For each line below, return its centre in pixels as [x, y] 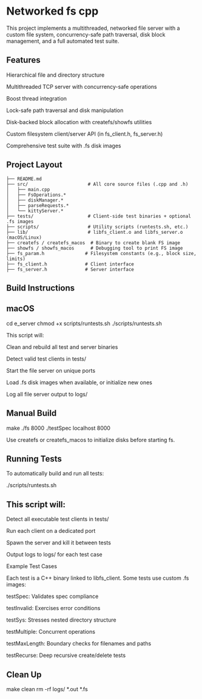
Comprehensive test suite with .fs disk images [64, 146]
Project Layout [34, 165]
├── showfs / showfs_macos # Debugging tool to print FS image [95, 248]
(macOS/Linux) [24, 237]
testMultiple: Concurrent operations [51, 632]
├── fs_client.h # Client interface [70, 264]
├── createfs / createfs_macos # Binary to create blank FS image [93, 243]
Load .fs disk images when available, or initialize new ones [79, 382]
